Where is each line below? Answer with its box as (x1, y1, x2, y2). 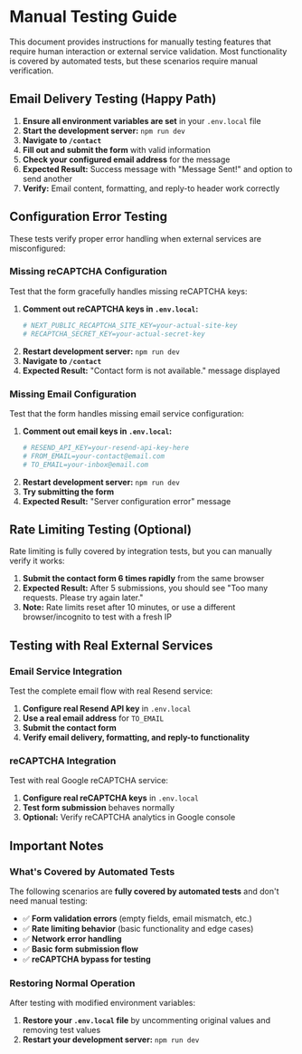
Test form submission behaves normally (22, 802, 175, 813)
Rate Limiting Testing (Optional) (9, 522, 193, 537)
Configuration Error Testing (9, 209, 168, 225)
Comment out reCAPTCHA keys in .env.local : (22, 303, 199, 314)
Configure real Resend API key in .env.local (22, 704, 192, 714)
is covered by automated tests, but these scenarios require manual (9, 55, 259, 66)
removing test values (22, 1025, 101, 1036)
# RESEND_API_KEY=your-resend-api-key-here (22, 443, 190, 452)
